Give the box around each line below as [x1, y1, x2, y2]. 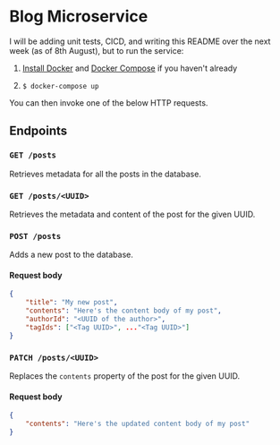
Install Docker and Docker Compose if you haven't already [21, 63, 238, 73]
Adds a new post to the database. [9, 249, 134, 261]
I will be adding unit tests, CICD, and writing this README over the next [9, 36, 271, 47]
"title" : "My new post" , [25, 298, 118, 307]
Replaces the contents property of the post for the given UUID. [9, 370, 241, 381]
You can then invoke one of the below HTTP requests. [9, 97, 208, 108]
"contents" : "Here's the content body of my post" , [25, 306, 222, 315]
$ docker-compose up [21, 81, 99, 90]
